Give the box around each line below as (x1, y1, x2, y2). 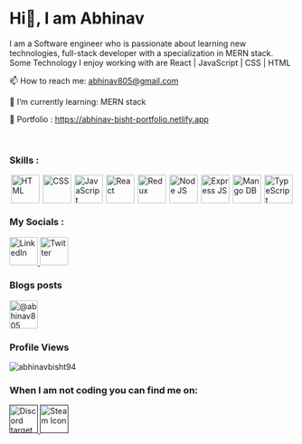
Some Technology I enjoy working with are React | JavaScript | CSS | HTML (9, 57, 291, 68)
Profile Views (9, 341, 70, 354)
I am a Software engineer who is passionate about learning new (9, 38, 247, 49)
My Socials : (9, 216, 65, 229)
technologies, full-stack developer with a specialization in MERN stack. (9, 47, 274, 58)
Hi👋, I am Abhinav (9, 8, 145, 29)
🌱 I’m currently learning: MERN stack (9, 96, 146, 107)
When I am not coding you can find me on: (9, 384, 199, 397)
